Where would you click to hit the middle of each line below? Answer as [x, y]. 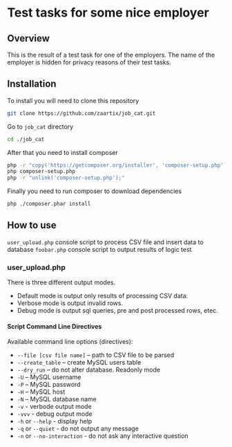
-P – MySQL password [49, 385]
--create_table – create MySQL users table [79, 363]
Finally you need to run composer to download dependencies [94, 191]
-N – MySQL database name [57, 399]
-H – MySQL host [41, 392]
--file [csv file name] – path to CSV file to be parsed [96, 355]
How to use [32, 225]
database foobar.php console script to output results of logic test [99, 249]
